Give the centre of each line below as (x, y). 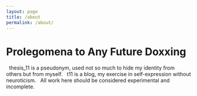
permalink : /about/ (30, 22)
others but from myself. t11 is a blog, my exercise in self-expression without (98, 74)
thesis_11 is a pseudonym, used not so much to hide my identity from (92, 68)
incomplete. (21, 87)
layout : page (22, 11)
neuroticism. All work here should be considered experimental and (88, 81)
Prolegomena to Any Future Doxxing (96, 52)
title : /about (24, 17)
